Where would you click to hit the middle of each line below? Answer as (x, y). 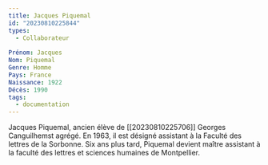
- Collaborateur (42, 38)
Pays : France (30, 75)
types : (19, 30)
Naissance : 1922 (35, 82)
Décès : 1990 (28, 90)
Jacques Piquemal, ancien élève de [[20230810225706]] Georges (117, 128)
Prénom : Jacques (35, 53)
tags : (17, 97)
